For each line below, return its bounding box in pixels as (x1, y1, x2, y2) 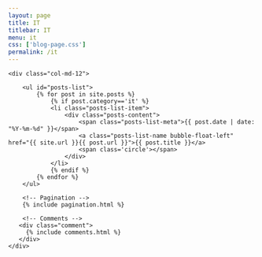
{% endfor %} (36, 173, 79, 181)
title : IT (8, 19, 41, 27)
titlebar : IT (8, 26, 51, 34)
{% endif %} (50, 166, 90, 174)
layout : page (8, 11, 51, 20)
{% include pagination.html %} (22, 201, 125, 209)
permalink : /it (8, 48, 58, 56)
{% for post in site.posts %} (36, 91, 135, 99)
